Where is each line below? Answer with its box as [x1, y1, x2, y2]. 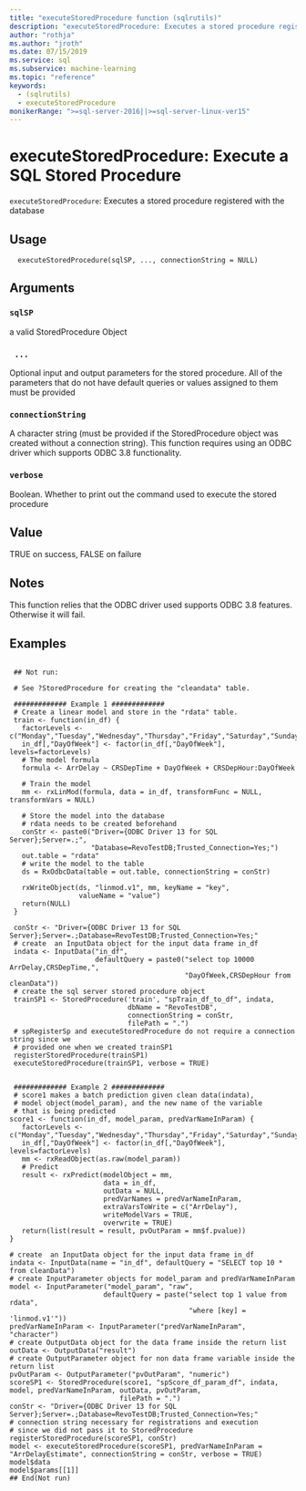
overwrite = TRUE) [103, 1218, 173, 1227]
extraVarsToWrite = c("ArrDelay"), [103, 1203, 239, 1212]
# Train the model [21, 780, 92, 789]
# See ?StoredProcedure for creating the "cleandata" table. [13, 684, 250, 693]
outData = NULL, [103, 1186, 166, 1196]
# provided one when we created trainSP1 [13, 1043, 173, 1052]
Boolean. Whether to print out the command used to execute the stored [9, 489, 278, 500]
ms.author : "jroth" [9, 38, 84, 48]
